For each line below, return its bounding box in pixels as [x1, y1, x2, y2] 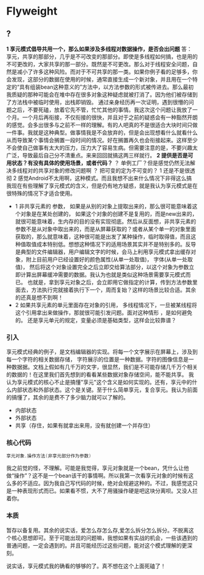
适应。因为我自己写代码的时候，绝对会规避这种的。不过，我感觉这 [27, 480, 192, 487]
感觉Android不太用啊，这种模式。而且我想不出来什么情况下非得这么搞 [18, 174, 192, 182]
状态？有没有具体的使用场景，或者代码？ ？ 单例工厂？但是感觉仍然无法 [11, 159, 190, 167]
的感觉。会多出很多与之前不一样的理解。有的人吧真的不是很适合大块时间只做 [6, 122, 198, 128]
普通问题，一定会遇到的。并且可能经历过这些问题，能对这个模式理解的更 [6, 542, 187, 549]
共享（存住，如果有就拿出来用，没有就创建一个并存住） [15, 422, 154, 429]
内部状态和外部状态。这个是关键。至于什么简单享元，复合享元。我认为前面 [11, 386, 198, 393]
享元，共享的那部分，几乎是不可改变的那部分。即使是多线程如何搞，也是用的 [6, 53, 198, 60]
